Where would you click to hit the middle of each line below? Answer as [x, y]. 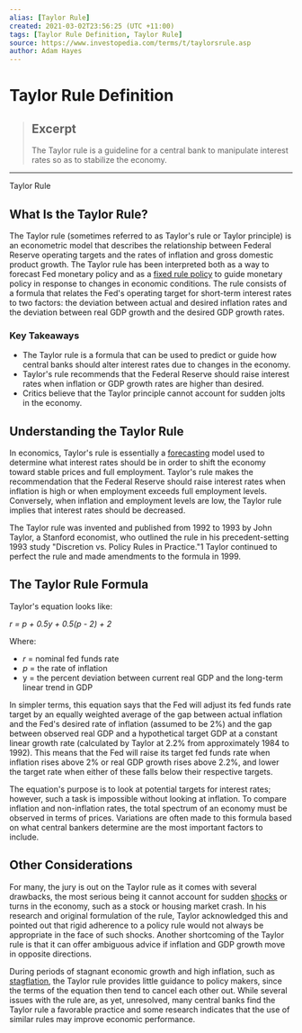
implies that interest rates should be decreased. [98, 510]
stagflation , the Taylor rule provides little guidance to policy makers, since [146, 981]
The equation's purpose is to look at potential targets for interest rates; [140, 789]
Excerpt [53, 128]
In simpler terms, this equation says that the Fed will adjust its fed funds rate [151, 705]
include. [24, 837]
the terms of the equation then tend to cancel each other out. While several [148, 990]
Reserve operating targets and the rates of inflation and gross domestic [142, 255]
